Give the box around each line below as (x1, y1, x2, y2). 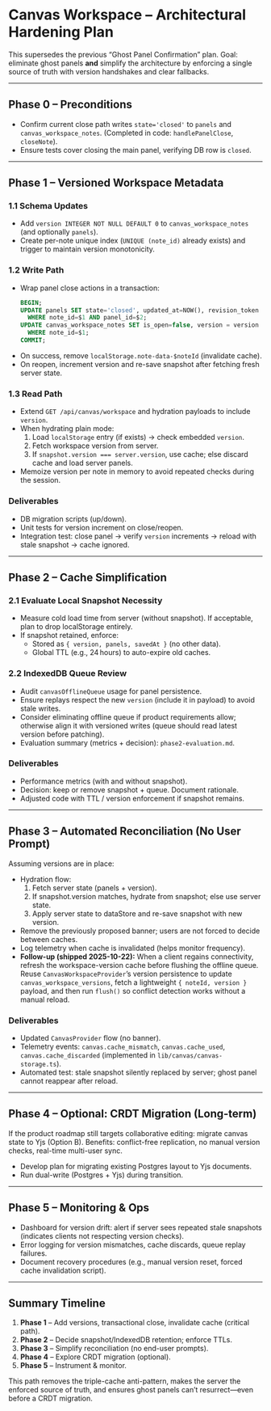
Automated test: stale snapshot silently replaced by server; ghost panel (19, 1067, 257, 1077)
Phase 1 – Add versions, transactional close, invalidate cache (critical (19, 1318, 250, 1328)
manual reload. (19, 995, 70, 1004)
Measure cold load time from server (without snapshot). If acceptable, (19, 613, 254, 623)
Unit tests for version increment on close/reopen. (19, 522, 184, 532)
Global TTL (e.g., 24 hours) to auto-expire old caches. (31, 648, 211, 657)
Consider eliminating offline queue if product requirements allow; (19, 712, 236, 721)
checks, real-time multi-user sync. (8, 1146, 123, 1155)
